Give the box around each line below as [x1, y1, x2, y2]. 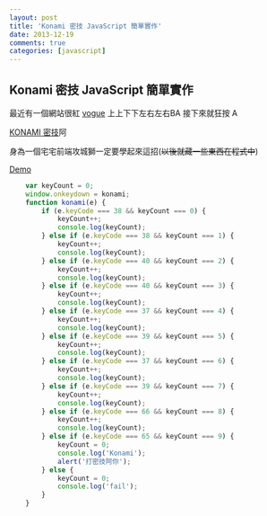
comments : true [9, 38, 66, 48]
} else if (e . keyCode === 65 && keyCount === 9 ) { [41, 432, 235, 441]
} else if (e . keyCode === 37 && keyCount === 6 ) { [41, 357, 235, 366]
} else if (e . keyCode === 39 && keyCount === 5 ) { [41, 332, 235, 341]
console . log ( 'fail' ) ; [56, 482, 139, 491]
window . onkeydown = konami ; [25, 190, 130, 199]
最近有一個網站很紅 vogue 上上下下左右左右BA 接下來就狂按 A [9, 107, 238, 118]
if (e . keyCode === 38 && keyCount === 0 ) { [41, 206, 206, 216]
